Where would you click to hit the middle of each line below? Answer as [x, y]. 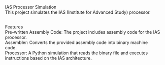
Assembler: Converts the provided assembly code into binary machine [77, 43]
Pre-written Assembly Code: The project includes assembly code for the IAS [82, 32]
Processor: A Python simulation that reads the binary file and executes [77, 53]
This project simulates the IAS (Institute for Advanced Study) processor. [78, 12]
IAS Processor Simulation [31, 7]
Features [14, 27]
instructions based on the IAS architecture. [49, 58]
